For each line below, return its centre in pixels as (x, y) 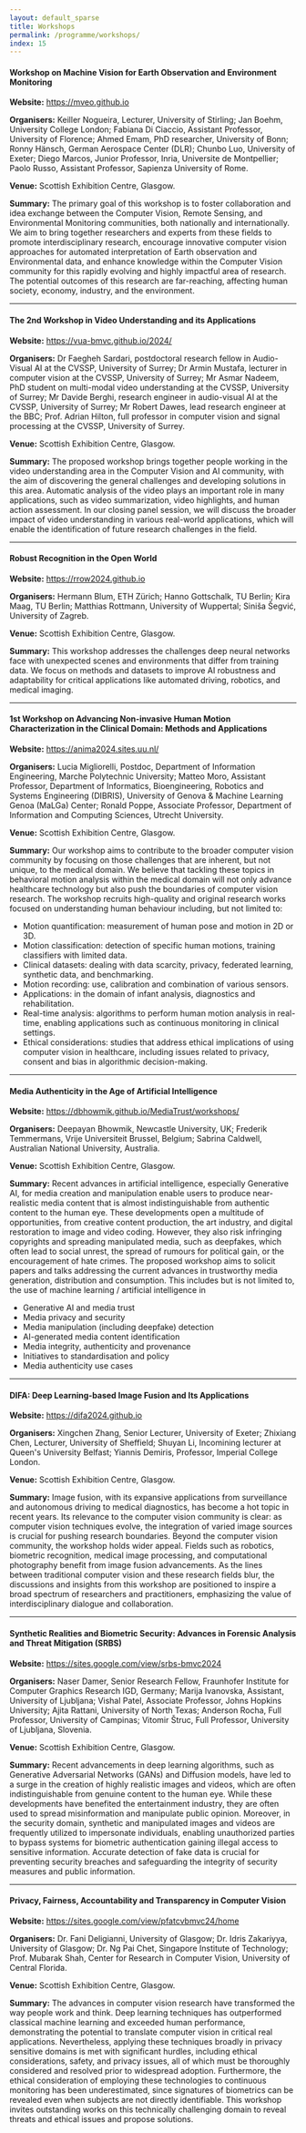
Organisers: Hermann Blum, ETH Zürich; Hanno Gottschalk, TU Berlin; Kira (150, 596)
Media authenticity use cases (78, 1366)
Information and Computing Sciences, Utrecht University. (117, 815)
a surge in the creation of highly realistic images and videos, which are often (153, 1784)
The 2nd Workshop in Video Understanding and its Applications (133, 321)
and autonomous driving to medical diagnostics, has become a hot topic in (149, 1507)
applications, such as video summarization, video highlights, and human (145, 500)
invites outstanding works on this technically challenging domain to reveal (148, 2109)
